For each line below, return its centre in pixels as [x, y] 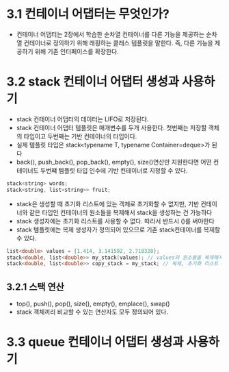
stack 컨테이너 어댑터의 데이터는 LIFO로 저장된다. [82, 119]
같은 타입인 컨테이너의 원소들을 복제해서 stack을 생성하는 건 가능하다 [121, 212]
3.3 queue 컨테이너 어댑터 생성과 [95, 342]
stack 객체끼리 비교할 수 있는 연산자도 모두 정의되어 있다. [92, 312]
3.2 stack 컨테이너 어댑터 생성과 [93, 82]
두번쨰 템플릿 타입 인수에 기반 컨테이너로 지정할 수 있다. [114, 170]
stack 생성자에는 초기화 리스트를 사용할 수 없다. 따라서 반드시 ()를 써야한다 [115, 221]
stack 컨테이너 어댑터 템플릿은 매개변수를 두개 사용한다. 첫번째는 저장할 [111, 127]
